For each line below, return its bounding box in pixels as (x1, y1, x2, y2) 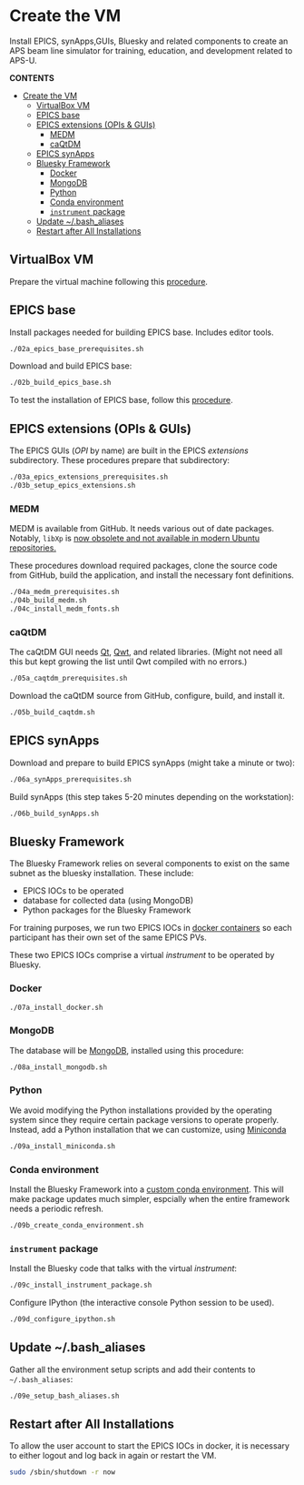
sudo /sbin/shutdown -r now (9, 1468, 116, 1477)
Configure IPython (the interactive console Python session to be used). (9, 1298, 275, 1308)
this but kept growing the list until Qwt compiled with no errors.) (9, 656, 248, 667)
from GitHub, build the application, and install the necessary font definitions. (9, 570, 295, 581)
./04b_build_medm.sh (9, 596, 88, 605)
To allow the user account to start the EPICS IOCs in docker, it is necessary (9, 1440, 290, 1451)
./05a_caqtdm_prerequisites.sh (9, 674, 128, 683)
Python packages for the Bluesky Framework (22, 904, 191, 915)
